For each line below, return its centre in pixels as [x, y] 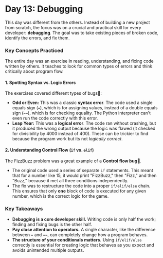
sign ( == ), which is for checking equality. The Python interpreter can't [81, 113]
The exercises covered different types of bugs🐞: [54, 93]
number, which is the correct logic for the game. [60, 196]
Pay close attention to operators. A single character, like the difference [84, 229]
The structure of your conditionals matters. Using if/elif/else [77, 240]
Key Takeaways [24, 208]
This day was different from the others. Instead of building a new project [77, 22]
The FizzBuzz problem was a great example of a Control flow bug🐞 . [73, 161]
